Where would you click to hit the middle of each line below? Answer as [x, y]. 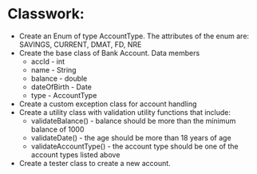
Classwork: [46, 14]
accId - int [48, 61]
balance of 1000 [57, 129]
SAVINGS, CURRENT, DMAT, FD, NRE [80, 44]
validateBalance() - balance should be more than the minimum [133, 121]
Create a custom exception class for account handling [108, 104]
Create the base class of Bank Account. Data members [109, 53]
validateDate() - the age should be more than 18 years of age [131, 137]
